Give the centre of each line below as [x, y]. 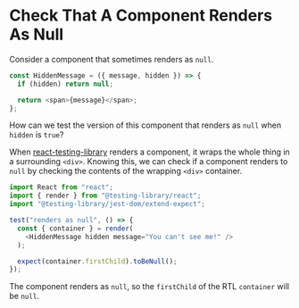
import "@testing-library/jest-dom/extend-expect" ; [107, 204]
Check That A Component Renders [141, 16]
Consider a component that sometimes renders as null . [112, 59]
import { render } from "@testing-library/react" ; [105, 196]
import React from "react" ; [62, 187]
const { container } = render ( [75, 229]
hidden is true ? [37, 135]
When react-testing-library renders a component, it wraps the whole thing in [149, 152]
